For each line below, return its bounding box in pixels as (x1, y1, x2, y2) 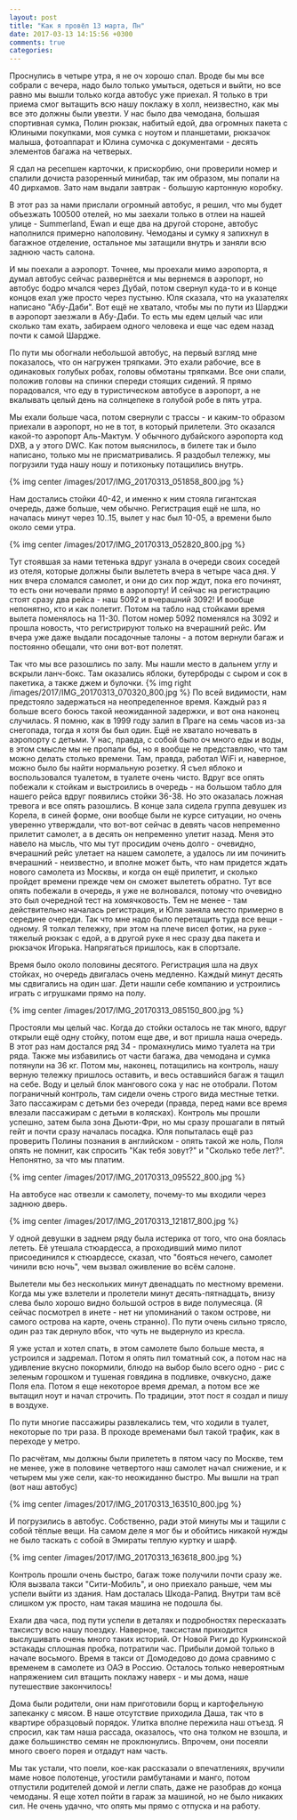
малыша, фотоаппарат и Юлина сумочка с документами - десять (9, 137, 259, 148)
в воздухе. (9, 1400, 49, 1411)
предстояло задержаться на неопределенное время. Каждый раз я (9, 697, 267, 707)
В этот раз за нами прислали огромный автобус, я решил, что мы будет (9, 199, 283, 210)
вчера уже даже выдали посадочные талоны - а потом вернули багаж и (9, 632, 285, 643)
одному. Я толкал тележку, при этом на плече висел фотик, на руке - (9, 923, 273, 934)
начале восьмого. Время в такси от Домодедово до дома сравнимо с (9, 1653, 277, 1663)
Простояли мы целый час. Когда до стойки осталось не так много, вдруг (9, 1022, 287, 1033)
